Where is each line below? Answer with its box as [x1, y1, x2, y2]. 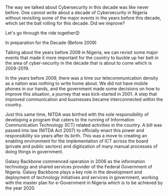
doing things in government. [5, 149, 64, 154]
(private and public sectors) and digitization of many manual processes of [5, 143, 158, 149]
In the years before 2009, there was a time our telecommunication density [5, 75, 158, 81]
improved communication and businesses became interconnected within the [5, 96, 163, 102]
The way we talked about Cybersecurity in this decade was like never [5, 5, 149, 10]
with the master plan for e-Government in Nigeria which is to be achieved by [5, 180, 163, 185]
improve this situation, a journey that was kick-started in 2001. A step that [5, 91, 157, 97]
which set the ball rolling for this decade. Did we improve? [5, 20, 125, 26]
